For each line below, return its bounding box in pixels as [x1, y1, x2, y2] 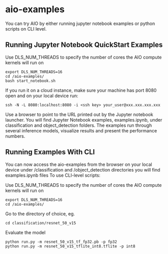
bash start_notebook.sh [5, 78, 56, 83]
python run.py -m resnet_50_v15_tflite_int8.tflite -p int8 [5, 243, 136, 249]
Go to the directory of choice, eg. [5, 210, 75, 217]
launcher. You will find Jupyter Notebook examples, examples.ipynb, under [5, 117, 162, 123]
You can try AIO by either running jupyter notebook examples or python [5, 20, 155, 26]
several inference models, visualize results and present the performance [5, 127, 157, 133]
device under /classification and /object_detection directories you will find [5, 166, 160, 173]
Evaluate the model [5, 229, 46, 235]
